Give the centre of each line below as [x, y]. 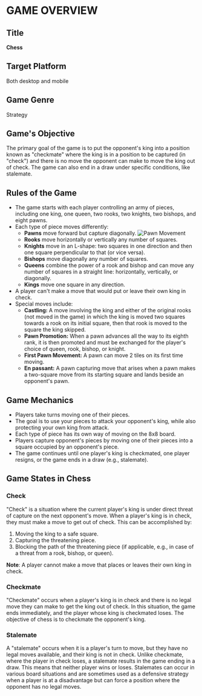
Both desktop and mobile [37, 81]
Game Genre [30, 100]
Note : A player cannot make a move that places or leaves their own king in [99, 565]
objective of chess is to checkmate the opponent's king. [76, 619]
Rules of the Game [41, 193]
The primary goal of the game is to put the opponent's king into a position [98, 148]
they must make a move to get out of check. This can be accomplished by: [99, 522]
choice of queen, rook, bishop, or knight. [75, 349]
